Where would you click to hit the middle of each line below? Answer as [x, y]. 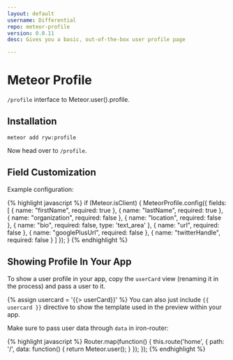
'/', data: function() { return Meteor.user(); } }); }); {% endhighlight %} [106, 349]
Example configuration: [41, 189]
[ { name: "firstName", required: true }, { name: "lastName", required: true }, [115, 210]
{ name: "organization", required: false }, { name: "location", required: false [114, 218]
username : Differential [42, 20]
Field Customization [52, 173]
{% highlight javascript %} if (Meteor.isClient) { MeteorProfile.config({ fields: [117, 202]
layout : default [31, 14]
